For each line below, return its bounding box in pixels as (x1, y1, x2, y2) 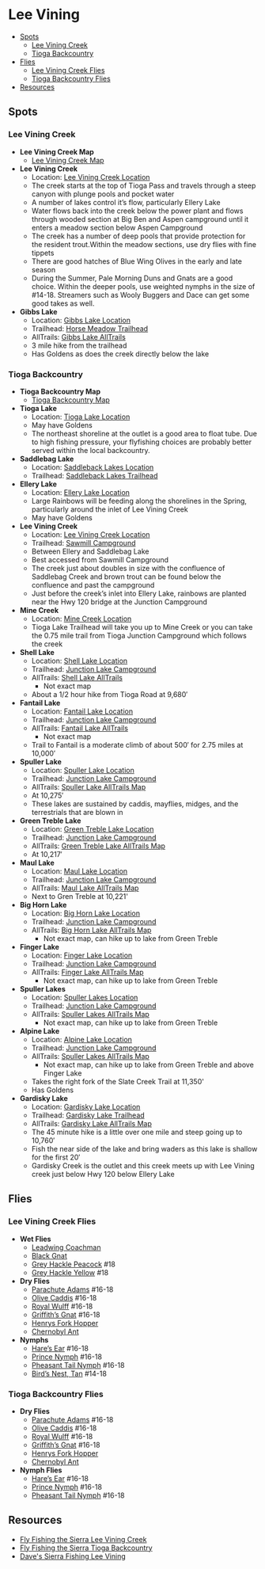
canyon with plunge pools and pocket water (31, 189, 175, 199)
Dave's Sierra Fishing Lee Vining (19, 1551, 126, 1561)
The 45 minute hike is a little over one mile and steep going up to (31, 1127, 243, 1137)
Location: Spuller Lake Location (31, 765, 134, 775)
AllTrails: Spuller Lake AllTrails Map (31, 782, 146, 791)
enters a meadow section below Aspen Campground (31, 223, 203, 232)
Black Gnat (31, 1251, 67, 1260)
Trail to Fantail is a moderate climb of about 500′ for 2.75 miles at (31, 740, 244, 749)
